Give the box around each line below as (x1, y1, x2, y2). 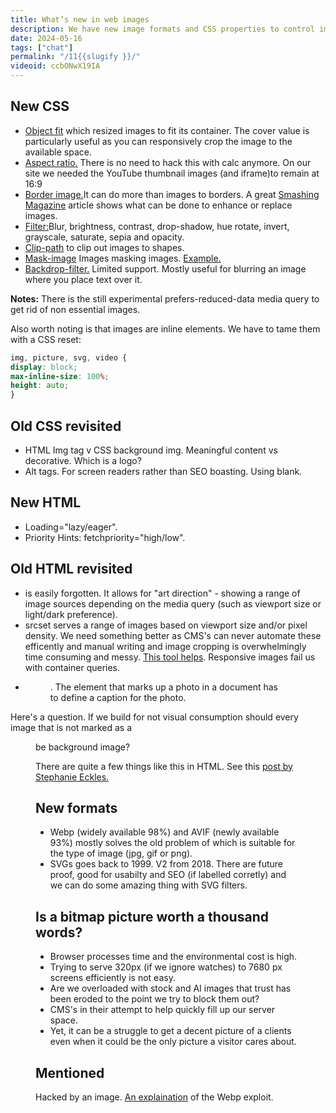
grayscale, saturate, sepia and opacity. (24, 231, 185, 243)
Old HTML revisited (10, 561, 133, 578)
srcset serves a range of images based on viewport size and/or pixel (24, 619, 308, 631)
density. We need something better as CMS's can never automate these (24, 629, 322, 641)
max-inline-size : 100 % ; (10, 371, 110, 381)
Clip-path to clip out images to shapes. (24, 241, 185, 253)
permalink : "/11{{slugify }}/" (10, 52, 141, 62)
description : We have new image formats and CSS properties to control (10, 24, 315, 34)
